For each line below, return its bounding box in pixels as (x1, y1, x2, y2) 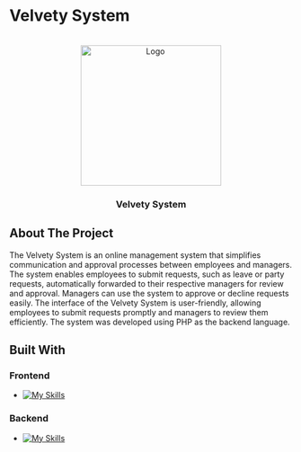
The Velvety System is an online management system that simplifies (9, 249, 261, 261)
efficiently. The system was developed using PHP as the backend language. (9, 316, 290, 327)
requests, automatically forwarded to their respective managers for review (9, 278, 285, 288)
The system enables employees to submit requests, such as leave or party (9, 269, 285, 279)
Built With (9, 342, 66, 358)
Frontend (9, 369, 50, 382)
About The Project (9, 226, 114, 241)
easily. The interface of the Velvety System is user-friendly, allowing (9, 297, 262, 308)
